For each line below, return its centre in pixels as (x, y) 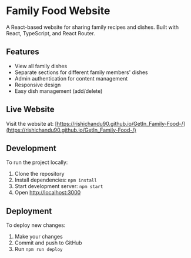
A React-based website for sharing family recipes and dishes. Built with (93, 27)
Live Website (30, 110)
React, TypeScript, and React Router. (51, 33)
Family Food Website (58, 11)
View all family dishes (41, 66)
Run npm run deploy (38, 249)
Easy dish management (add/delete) (58, 91)
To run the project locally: (37, 162)
